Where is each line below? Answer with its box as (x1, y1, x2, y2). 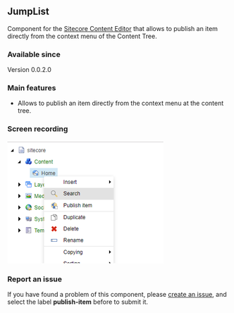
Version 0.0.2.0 (7, 66, 51, 74)
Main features (7, 83, 56, 93)
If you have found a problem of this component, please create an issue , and (7, 290, 227, 298)
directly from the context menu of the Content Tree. (7, 32, 157, 40)
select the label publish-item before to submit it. (7, 297, 149, 306)
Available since (7, 49, 61, 59)
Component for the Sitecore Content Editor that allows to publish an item (7, 24, 218, 32)
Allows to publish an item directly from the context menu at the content (17, 99, 224, 108)
